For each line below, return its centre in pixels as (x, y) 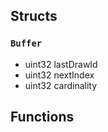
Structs (34, 16)
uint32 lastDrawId (61, 64)
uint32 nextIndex (59, 75)
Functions (42, 117)
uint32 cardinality (61, 85)
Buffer (26, 43)
